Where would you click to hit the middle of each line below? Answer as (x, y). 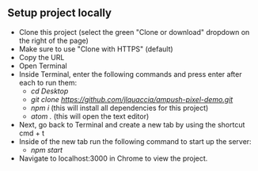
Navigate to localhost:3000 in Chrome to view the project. (113, 158)
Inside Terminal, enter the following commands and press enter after (130, 74)
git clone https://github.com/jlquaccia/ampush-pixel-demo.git (132, 99)
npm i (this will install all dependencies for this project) (120, 108)
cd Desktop (49, 91)
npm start (47, 150)
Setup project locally (60, 13)
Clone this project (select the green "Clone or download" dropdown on (134, 32)
